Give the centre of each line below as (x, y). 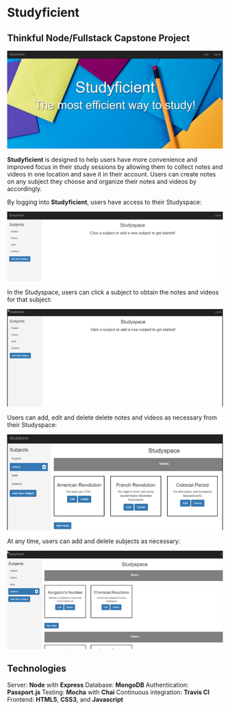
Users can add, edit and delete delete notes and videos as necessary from (112, 417)
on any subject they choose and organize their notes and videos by (102, 182)
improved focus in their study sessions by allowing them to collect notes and (115, 167)
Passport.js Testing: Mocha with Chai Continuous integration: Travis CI (108, 692)
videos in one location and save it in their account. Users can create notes (112, 174)
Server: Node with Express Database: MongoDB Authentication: (98, 685)
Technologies (37, 668)
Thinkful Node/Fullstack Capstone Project (99, 38)
